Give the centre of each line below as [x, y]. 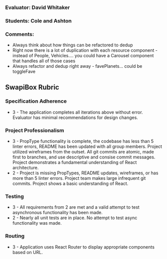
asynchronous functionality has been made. [58, 213]
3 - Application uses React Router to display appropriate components [83, 247]
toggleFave [24, 72]
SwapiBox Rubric [32, 87]
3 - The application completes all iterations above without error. [78, 112]
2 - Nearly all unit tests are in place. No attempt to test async [75, 218]
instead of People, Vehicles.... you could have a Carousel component [83, 56]
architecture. [25, 168]
